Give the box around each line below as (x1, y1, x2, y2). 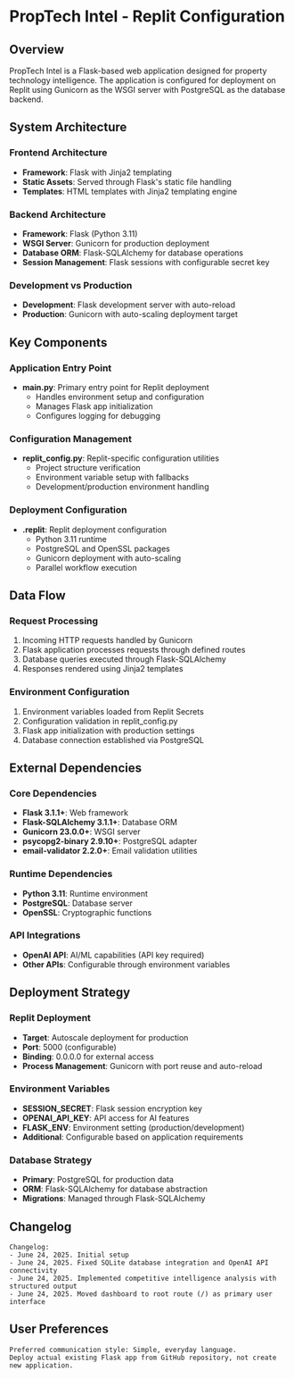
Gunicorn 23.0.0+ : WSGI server (21, 826, 141, 837)
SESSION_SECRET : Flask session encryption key (21, 1103, 203, 1114)
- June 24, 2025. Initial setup (9, 1250, 129, 1259)
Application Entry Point (9, 362, 112, 374)
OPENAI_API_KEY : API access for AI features (21, 1112, 190, 1123)
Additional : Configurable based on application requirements (21, 1132, 243, 1142)
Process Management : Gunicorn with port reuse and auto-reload (21, 1060, 263, 1071)
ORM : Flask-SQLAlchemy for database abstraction (21, 1183, 208, 1194)
